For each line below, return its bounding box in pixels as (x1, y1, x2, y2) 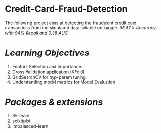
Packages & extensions (5, 97, 103, 107)
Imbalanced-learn (12, 123, 49, 129)
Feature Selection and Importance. (12, 63, 82, 69)
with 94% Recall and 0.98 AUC (5, 30, 68, 36)
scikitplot (12, 118, 31, 124)
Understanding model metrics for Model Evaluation (12, 79, 115, 85)
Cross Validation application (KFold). (12, 69, 86, 75)
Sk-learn (12, 112, 30, 118)
